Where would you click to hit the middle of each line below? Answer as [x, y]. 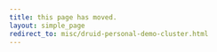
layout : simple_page [48, 26]
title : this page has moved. [63, 17]
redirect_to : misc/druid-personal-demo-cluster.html [109, 33]
